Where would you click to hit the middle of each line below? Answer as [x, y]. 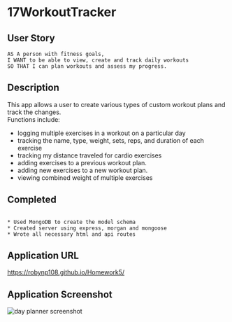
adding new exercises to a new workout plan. [82, 170]
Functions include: [34, 119]
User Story [31, 38]
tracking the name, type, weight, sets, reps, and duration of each [111, 140]
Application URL [43, 256]
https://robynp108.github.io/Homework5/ [66, 272]
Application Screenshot [60, 294]
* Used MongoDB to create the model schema [72, 222]
